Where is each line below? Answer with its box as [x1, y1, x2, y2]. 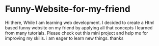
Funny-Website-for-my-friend [5, 3, 131, 15]
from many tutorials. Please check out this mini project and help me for [5, 30, 148, 36]
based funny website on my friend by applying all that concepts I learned [5, 24, 153, 30]
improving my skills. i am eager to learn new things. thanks [5, 35, 124, 41]
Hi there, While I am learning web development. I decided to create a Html [5, 20, 155, 25]
